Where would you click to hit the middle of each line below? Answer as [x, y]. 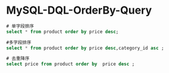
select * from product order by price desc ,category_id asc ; [85, 48]
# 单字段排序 [20, 26]
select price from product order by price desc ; [70, 64]
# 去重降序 [18, 59]
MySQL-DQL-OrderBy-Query [79, 10]
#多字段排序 [19, 42]
